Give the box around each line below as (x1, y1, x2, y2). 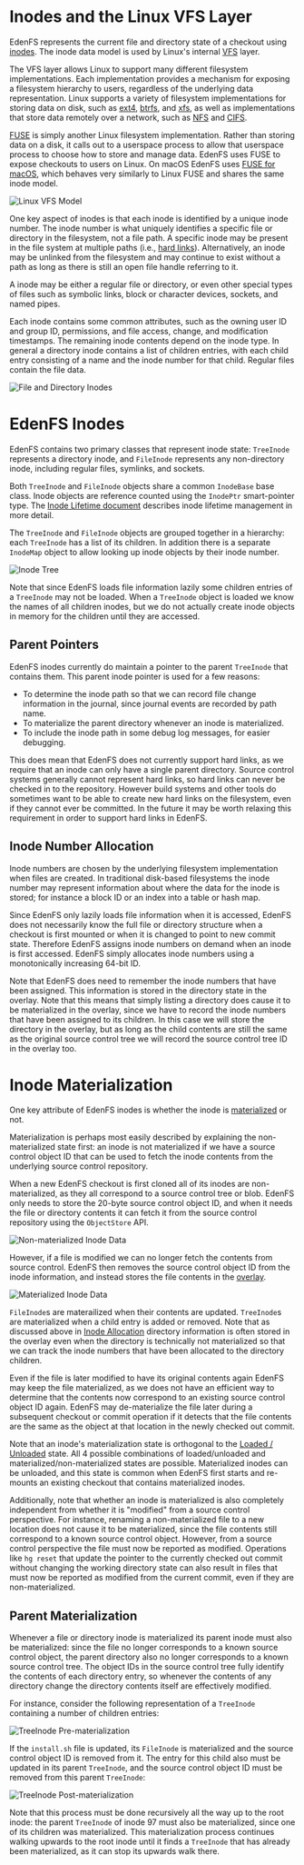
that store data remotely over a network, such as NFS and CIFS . (9, 112, 248, 123)
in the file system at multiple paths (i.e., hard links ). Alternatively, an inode (9, 242, 286, 253)
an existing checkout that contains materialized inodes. (39, 1477, 246, 1488)
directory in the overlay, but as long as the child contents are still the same (9, 1023, 288, 1034)
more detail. (9, 509, 54, 520)
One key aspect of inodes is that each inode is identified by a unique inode (9, 213, 289, 224)
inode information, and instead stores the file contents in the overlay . (9, 1272, 266, 1282)
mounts (9, 1477, 38, 1488)
